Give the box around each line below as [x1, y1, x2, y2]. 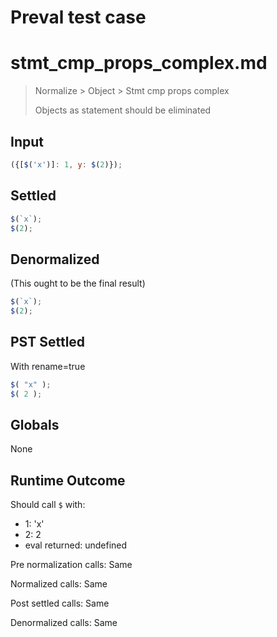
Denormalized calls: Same [10, 617, 118, 629]
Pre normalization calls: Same [10, 559, 133, 571]
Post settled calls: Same [10, 597, 110, 610]
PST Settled [10, 334, 86, 351]
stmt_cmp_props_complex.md [10, 52, 268, 75]
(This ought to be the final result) [10, 277, 146, 290]
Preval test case [10, 6, 147, 29]
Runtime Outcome [10, 472, 126, 489]
